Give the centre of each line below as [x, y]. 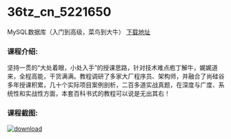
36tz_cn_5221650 [59, 12]
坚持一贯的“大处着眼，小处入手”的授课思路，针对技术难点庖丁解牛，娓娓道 [113, 68]
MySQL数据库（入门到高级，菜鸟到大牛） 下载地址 [79, 32]
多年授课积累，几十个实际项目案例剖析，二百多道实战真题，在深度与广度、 [113, 85]
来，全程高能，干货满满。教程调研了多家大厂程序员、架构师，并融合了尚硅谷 [116, 76]
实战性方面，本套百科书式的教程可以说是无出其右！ [98, 94]
